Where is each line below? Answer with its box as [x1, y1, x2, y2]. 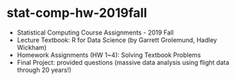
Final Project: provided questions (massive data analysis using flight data [16, 58, 230, 66]
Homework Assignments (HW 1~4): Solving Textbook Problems [16, 51, 201, 59]
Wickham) [16, 43, 47, 51]
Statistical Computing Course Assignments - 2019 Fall [16, 28, 174, 37]
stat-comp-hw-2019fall [6, 5, 148, 21]
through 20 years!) [16, 66, 72, 74]
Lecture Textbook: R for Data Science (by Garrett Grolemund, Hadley [16, 35, 217, 44]
